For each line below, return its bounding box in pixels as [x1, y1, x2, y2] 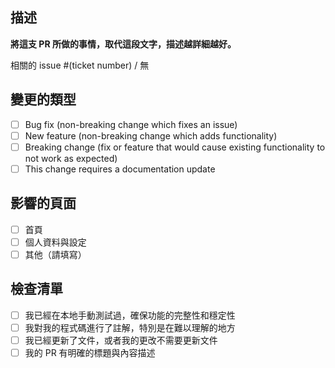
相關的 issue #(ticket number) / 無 [10, 59, 150, 71]
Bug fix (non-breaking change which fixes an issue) [24, 118, 238, 130]
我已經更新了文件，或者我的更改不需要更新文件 [24, 334, 218, 346]
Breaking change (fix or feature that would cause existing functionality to [24, 141, 326, 153]
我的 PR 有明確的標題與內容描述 [24, 346, 156, 358]
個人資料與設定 [24, 236, 87, 248]
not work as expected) [24, 152, 118, 164]
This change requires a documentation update [24, 163, 216, 175]
